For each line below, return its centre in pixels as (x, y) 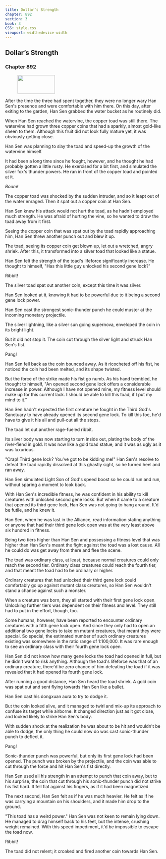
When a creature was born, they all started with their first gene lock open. (81, 600)
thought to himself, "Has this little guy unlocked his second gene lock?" (78, 266)
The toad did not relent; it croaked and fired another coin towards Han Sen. (82, 851)
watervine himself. (24, 151)
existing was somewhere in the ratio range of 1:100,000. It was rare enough (82, 641)
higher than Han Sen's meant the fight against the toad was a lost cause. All (83, 545)
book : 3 (13, 24)
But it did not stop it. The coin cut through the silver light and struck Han (79, 339)
